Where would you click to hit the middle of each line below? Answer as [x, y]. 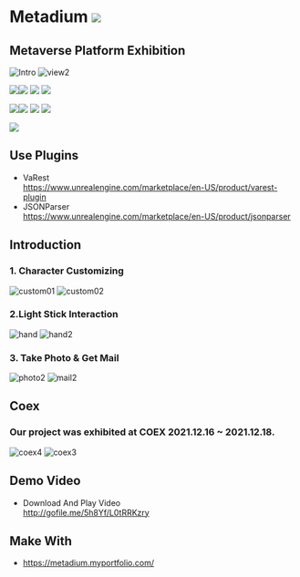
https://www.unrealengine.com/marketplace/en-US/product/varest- [150, 187]
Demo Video [45, 481]
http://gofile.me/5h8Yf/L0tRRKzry [86, 512]
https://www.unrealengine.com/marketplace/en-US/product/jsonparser [157, 216]
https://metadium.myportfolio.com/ [88, 563]
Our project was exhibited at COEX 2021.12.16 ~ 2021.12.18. [142, 432]
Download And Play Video [72, 502]
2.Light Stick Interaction [64, 314]
